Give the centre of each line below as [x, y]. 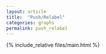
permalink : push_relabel [37, 28]
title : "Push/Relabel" [36, 17]
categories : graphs [30, 23]
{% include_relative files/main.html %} [53, 45]
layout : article [26, 12]
